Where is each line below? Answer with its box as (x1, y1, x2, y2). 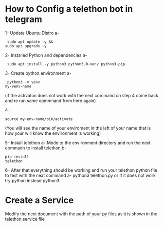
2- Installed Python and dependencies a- (5, 52, 88, 58)
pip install (5, 154, 29, 159)
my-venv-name (5, 84, 32, 89)
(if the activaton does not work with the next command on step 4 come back (5, 92, 159, 98)
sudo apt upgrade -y (5, 43, 47, 48)
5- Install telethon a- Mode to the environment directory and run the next (5, 140, 151, 145)
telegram (5, 14, 42, 25)
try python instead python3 (5, 177, 60, 184)
